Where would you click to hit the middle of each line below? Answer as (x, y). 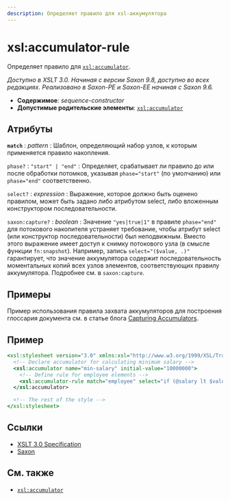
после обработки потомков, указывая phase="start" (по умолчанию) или (114, 174)
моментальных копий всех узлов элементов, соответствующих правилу (113, 265)
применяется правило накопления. (59, 153)
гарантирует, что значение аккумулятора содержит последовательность (114, 259)
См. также (31, 473)
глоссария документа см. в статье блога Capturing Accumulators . (103, 318)
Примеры (29, 295)
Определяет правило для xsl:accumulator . (69, 67)
